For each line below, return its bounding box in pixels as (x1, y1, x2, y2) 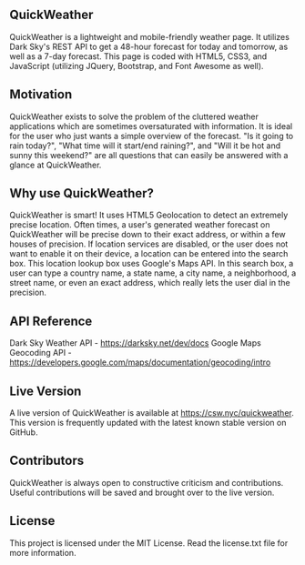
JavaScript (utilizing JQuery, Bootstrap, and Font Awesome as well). (9, 60, 264, 71)
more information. (9, 547, 76, 558)
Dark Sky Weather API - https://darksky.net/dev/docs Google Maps (9, 338, 261, 348)
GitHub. (9, 427, 38, 438)
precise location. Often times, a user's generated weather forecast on (9, 219, 270, 230)
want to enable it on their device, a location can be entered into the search (9, 248, 289, 259)
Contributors (9, 453, 85, 469)
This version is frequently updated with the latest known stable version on (9, 418, 287, 429)
